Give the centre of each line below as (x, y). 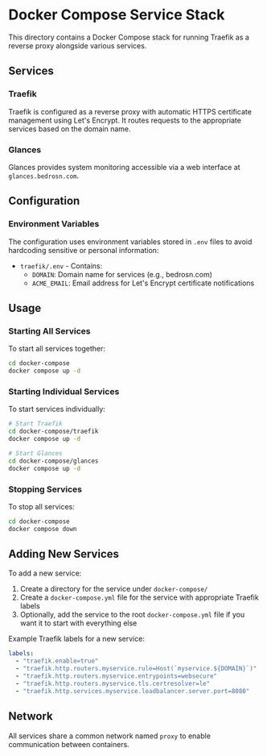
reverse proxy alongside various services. (78, 45)
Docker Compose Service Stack (117, 15)
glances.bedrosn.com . (44, 176)
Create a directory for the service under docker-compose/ (114, 589)
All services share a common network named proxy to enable (110, 736)
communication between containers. (69, 744)
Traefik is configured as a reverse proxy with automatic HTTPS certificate (130, 111)
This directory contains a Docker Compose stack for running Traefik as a (129, 37)
